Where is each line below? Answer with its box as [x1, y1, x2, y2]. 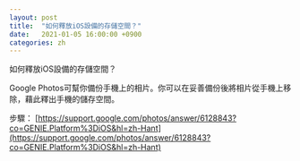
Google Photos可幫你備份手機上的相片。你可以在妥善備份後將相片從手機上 [9, 82, 284, 94]
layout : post [9, 13, 58, 22]
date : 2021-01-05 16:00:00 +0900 [9, 30, 142, 38]
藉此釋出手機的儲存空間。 [24, 94, 119, 105]
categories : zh [9, 38, 66, 47]
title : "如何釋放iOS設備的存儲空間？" [9, 21, 141, 30]
